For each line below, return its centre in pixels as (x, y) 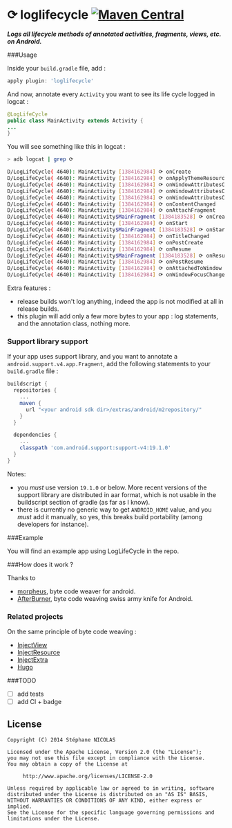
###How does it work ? (40, 564)
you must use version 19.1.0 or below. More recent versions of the (112, 487)
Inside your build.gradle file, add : (56, 68)
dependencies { (35, 435)
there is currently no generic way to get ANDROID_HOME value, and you (114, 510)
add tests (30, 694)
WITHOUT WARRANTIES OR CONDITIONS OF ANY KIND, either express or (105, 801)
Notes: (17, 474)
